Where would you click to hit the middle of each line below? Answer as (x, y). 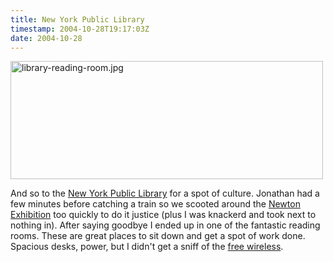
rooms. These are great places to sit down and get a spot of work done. (158, 236)
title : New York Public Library (77, 19)
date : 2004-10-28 (46, 38)
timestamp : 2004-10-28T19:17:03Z (80, 29)
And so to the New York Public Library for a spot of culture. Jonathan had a (165, 193)
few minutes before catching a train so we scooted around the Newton (155, 204)
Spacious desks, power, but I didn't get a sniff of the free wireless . (147, 247)
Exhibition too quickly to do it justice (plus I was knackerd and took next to (163, 215)
